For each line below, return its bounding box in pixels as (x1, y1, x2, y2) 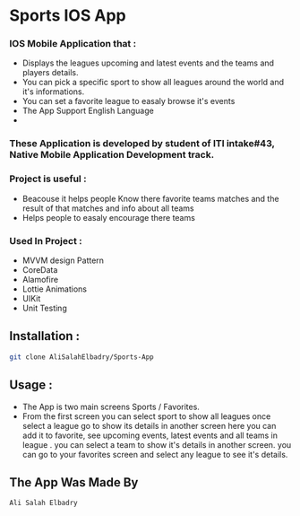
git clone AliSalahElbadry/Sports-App (9, 352, 154, 362)
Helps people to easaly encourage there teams (21, 212, 195, 223)
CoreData (21, 265, 58, 275)
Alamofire (21, 275, 59, 284)
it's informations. (21, 86, 85, 97)
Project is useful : (9, 172, 87, 185)
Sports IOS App (9, 5, 127, 26)
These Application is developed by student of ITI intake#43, (9, 137, 275, 150)
